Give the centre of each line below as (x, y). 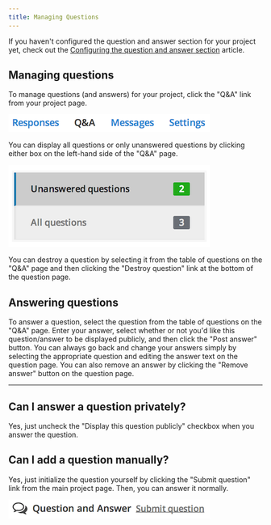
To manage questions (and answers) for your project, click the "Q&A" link (130, 95)
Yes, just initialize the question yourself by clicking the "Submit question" (130, 479)
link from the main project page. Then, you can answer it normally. (119, 488)
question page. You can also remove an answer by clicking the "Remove (128, 365)
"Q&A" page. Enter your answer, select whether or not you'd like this (122, 331)
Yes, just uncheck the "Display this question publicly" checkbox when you (131, 426)
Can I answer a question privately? (97, 406)
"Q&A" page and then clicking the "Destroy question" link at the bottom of (131, 269)
